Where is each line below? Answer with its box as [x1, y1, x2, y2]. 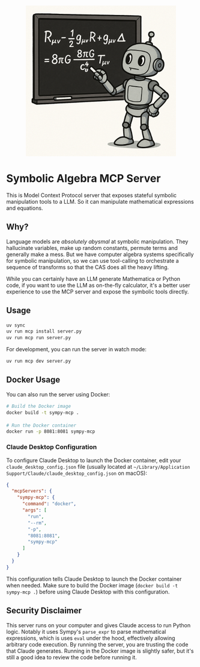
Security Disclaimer [6, 606, 82, 616]
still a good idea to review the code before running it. [6, 653, 137, 661]
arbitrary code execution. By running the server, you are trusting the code [6, 640, 189, 648]
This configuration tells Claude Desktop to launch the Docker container [6, 575, 182, 583]
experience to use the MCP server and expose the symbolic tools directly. [6, 288, 189, 295]
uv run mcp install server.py [6, 328, 82, 334]
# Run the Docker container [6, 422, 77, 428]
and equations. [6, 204, 43, 211]
